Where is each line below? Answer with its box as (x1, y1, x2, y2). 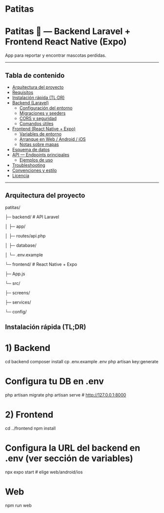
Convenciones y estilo (12, 167, 57, 173)
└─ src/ (5, 280, 20, 286)
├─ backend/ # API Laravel (5, 214, 60, 220)
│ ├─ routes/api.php (5, 233, 46, 238)
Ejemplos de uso (19, 157, 53, 163)
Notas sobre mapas (19, 141, 59, 147)
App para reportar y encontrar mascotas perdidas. (5, 52, 106, 58)
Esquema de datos (12, 146, 50, 152)
